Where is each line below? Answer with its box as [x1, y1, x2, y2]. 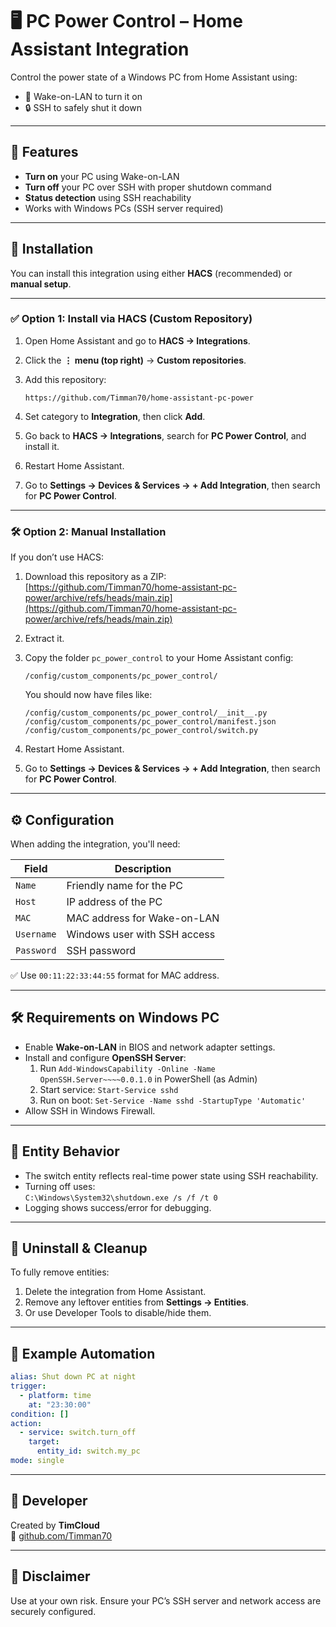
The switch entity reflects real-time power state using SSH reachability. [24, 1169, 319, 1182]
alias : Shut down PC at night [10, 1372, 137, 1382]
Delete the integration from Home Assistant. [24, 1286, 207, 1298]
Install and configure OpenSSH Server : [24, 1051, 187, 1063]
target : [28, 1437, 60, 1447]
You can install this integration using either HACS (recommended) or [10, 267, 293, 279]
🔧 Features [10, 144, 79, 161]
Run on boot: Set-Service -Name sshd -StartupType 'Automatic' [39, 1094, 307, 1106]
